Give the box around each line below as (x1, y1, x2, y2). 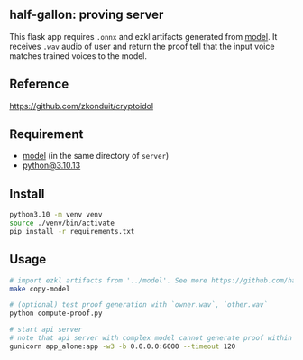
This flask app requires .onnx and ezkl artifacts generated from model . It (9, 31, 278, 42)
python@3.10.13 (22, 160, 81, 171)
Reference (9, 77, 69, 92)
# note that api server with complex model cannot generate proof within (9, 334, 293, 343)
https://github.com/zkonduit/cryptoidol (9, 100, 154, 111)
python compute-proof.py (9, 309, 103, 318)
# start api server (9, 325, 83, 335)
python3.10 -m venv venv (9, 210, 103, 219)
